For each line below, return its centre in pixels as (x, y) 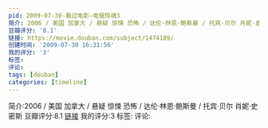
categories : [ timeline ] (48, 82)
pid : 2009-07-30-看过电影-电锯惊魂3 (65, 16)
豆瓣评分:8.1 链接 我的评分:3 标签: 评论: (87, 115)
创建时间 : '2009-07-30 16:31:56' (61, 45)
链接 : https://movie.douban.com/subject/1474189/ (91, 38)
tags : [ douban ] (33, 75)
